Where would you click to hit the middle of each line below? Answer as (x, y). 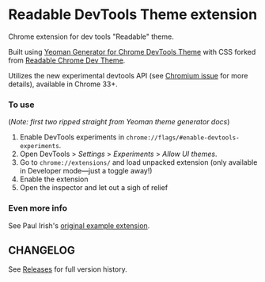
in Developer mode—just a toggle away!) (86, 171)
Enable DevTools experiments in (72, 137)
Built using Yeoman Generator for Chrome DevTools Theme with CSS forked (132, 51)
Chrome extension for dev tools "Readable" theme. (91, 36)
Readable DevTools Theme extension (133, 15)
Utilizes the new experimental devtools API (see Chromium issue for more (128, 75)
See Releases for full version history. (68, 269)
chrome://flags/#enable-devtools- (183, 138)
